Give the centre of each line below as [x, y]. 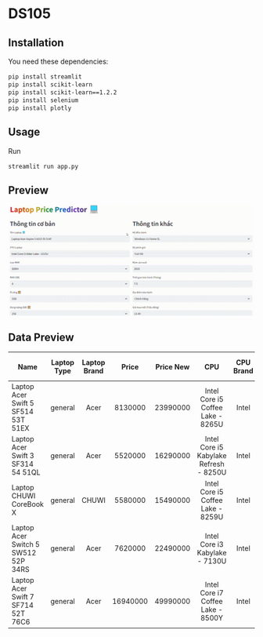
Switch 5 [26, 544]
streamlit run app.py [43, 166]
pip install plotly [40, 108]
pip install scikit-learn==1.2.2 [63, 93]
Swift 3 [23, 456]
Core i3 [212, 544]
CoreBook [28, 504]
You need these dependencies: [58, 61]
